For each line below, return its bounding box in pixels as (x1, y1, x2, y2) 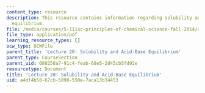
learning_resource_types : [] (6, 37, 81, 43)
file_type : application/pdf (6, 32, 78, 38)
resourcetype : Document (6, 65, 67, 72)
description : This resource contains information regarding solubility (6, 15, 192, 21)
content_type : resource (6, 9, 67, 15)
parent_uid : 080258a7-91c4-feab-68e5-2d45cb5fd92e (6, 60, 138, 66)
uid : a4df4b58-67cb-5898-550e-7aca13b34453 (6, 77, 119, 83)
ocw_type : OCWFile (6, 43, 53, 50)
